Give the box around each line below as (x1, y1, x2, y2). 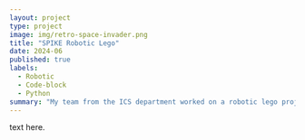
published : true (9, 55, 71, 64)
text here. (9, 122, 45, 133)
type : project (9, 22, 64, 31)
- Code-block (17, 80, 67, 89)
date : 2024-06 (9, 47, 64, 56)
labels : (9, 64, 39, 73)
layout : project (9, 13, 71, 23)
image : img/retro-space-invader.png (9, 30, 148, 39)
